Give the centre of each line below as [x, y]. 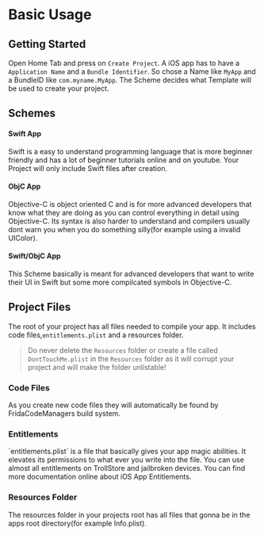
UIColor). [23, 238]
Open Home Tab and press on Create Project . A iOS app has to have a [124, 63]
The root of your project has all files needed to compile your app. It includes [132, 326]
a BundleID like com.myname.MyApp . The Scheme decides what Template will [130, 80]
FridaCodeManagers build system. [65, 414]
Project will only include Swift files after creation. [88, 168]
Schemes [32, 113]
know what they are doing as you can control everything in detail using [124, 212]
